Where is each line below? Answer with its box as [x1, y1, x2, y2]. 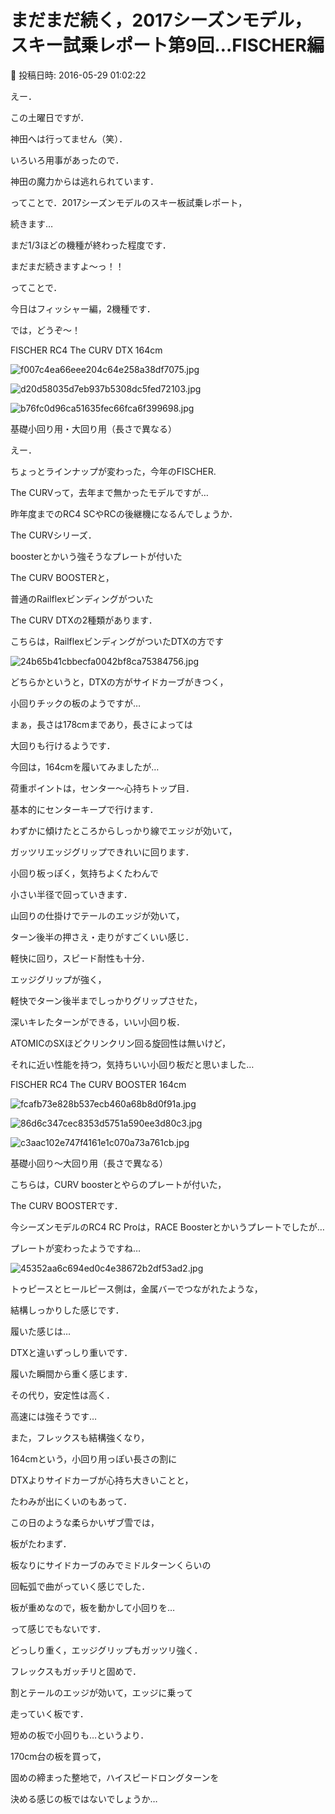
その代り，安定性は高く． [10, 1389, 116, 1401]
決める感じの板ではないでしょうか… [10, 1792, 158, 1805]
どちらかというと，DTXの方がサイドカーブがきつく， [10, 676, 229, 688]
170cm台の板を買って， [10, 1750, 107, 1762]
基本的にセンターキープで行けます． [10, 803, 159, 815]
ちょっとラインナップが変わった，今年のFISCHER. [10, 465, 217, 477]
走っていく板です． [10, 1707, 89, 1720]
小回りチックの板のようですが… [10, 697, 142, 709]
